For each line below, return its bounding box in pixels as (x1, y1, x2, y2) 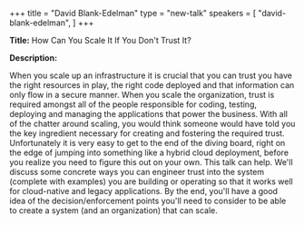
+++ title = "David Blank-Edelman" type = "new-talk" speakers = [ (9, 8, 257, 18)
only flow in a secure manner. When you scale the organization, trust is (9, 90, 275, 100)
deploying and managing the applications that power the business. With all (9, 109, 289, 119)
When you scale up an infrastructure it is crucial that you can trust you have (9, 70, 293, 81)
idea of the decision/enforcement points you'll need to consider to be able (9, 195, 287, 206)
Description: (9, 53, 57, 63)
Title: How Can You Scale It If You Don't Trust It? (9, 35, 192, 45)
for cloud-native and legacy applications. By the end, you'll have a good (9, 186, 279, 196)
